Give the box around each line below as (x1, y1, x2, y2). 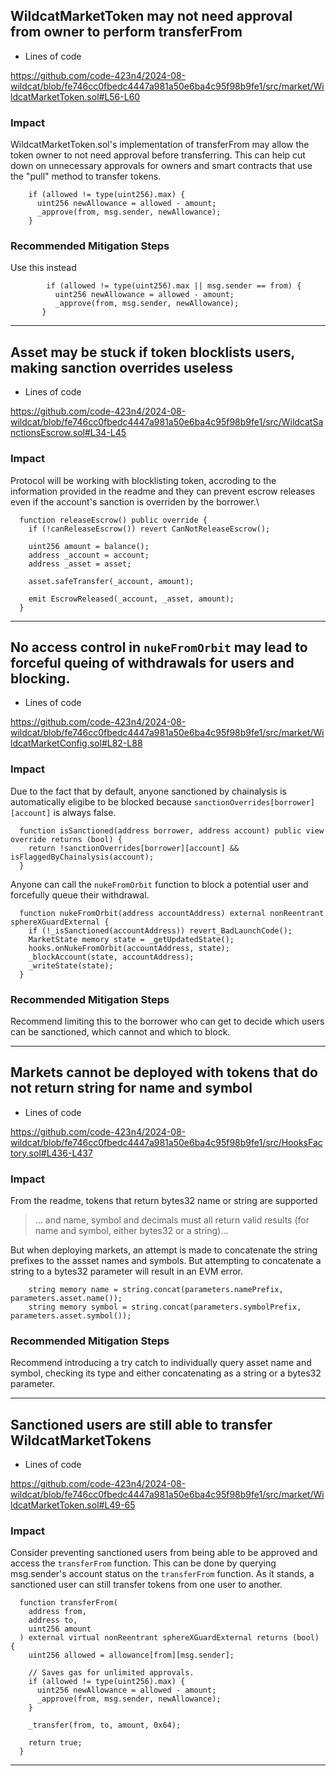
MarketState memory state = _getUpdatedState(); (28, 934, 235, 944)
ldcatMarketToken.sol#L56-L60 (10, 90, 141, 103)
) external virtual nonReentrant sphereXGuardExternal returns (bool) (19, 1633, 320, 1643)
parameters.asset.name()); (10, 1294, 123, 1304)
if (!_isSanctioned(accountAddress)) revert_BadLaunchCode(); (28, 925, 293, 936)
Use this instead (10, 262, 77, 274)
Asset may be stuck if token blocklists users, (10, 344, 295, 361)
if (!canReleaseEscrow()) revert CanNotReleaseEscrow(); (28, 524, 271, 534)
